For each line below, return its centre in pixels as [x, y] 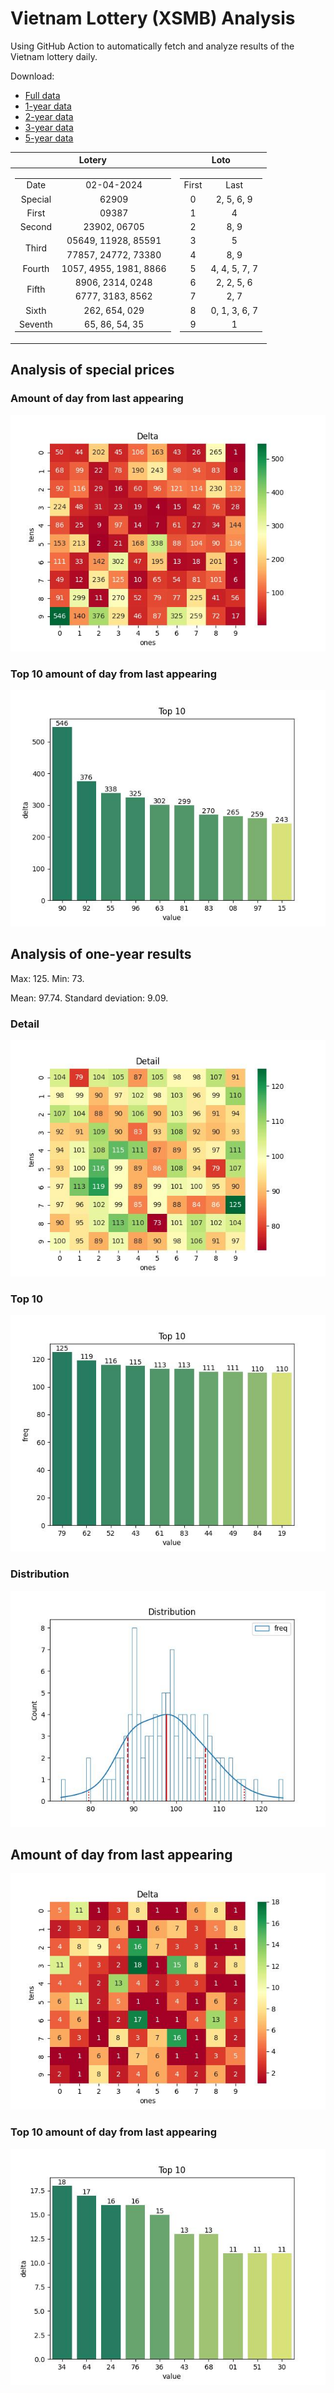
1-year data [48, 106]
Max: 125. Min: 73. [47, 978]
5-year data [49, 138]
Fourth [36, 268]
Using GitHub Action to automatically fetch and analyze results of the [152, 46]
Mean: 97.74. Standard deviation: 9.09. [89, 998]
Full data [42, 95]
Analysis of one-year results [101, 954]
